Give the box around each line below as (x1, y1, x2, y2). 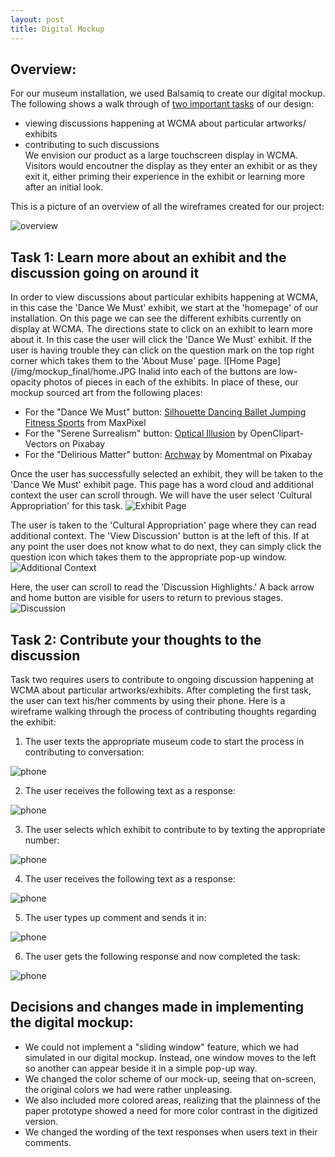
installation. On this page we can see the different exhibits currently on (10, 312, 302, 325)
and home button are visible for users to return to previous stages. (10, 592, 284, 604)
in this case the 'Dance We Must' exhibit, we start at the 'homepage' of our (10, 302, 319, 314)
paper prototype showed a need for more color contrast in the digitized (24, 1104, 318, 1116)
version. (24, 1115, 59, 1127)
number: (24, 834, 60, 846)
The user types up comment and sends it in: (24, 911, 207, 923)
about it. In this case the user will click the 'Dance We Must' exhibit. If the (10, 334, 312, 346)
